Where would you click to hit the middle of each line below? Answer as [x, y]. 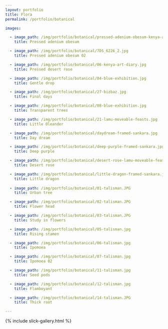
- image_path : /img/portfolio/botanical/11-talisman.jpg [70, 270]
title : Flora [19, 15]
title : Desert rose [34, 165]
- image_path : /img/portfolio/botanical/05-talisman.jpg [70, 229]
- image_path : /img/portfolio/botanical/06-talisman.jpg [70, 243]
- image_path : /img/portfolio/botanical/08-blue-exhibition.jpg [78, 106]
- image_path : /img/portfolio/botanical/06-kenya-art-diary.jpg [78, 65]
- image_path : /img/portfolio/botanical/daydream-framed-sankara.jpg [83, 133]
